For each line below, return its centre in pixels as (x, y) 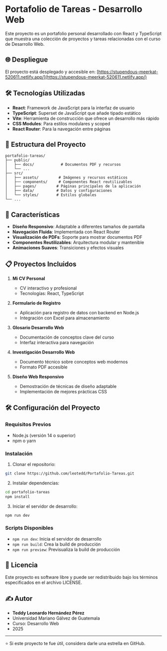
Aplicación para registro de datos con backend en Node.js (79, 313)
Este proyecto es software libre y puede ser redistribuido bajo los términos (82, 577)
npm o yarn (24, 441)
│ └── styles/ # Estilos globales (51, 195)
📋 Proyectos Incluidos (41, 264)
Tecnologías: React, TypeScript (52, 293)
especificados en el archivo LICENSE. (44, 582)
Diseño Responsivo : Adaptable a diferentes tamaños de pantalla (79, 227)
